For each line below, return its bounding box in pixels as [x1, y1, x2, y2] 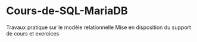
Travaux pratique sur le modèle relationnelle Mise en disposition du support [6, 24, 192, 31]
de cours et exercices [6, 30, 60, 37]
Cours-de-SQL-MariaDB [6, 4, 128, 18]
